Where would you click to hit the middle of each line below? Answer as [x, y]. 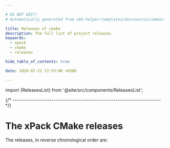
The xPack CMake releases [64, 126]
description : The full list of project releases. [59, 33]
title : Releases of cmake [33, 29]
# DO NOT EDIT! [22, 14]
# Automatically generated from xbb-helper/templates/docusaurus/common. [86, 19]
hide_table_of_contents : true [38, 61]
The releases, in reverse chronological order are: [57, 140]
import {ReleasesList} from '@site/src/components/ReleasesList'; [74, 90]
